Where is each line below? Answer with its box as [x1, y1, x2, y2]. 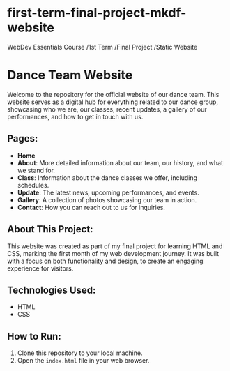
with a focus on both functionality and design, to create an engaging [7, 257, 204, 265]
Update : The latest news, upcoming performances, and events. [17, 188, 200, 197]
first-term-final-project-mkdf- [7, 5, 187, 21]
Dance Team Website [7, 68, 133, 83]
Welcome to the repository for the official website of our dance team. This [7, 90, 220, 98]
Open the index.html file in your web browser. [17, 356, 150, 365]
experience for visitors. [7, 264, 74, 273]
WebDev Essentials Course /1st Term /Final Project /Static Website [7, 43, 198, 51]
